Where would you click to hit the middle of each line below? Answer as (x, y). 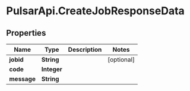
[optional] (121, 59)
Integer (52, 69)
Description (85, 50)
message (22, 79)
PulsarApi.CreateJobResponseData (96, 11)
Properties (26, 33)
